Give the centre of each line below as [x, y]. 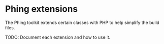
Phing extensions [41, 9]
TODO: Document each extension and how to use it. [58, 37]
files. [10, 27]
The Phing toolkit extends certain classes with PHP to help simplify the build [82, 22]
